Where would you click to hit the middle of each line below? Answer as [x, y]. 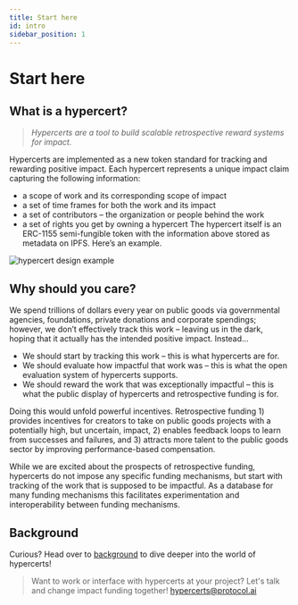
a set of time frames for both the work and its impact [119, 206]
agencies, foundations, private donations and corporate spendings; [133, 320]
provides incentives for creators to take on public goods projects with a [140, 421]
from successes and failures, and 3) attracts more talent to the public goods [149, 440]
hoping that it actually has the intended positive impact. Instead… [129, 339]
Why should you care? [73, 288]
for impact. [51, 142]
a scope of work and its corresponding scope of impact [124, 196]
